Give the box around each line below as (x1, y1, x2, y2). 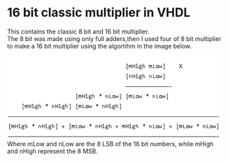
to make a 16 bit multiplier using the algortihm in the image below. (7, 42, 192, 50)
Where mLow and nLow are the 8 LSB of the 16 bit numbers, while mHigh (7, 140, 214, 148)
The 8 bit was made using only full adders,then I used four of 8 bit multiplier (7, 34, 221, 42)
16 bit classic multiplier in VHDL (7, 5, 191, 21)
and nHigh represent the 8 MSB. (7, 147, 98, 155)
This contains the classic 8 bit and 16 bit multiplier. (7, 27, 149, 36)
